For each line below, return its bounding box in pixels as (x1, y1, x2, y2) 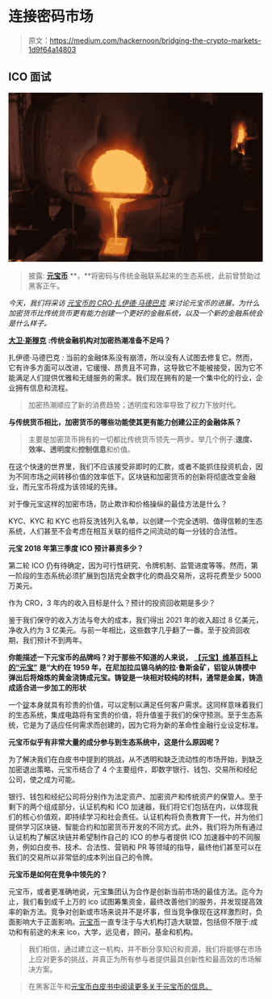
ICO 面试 (8, 70, 52, 84)
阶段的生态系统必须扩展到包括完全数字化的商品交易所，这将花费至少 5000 (15, 571, 262, 581)
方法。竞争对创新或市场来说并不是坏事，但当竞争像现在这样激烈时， (29, 907, 256, 917)
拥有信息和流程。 (15, 383, 73, 392)
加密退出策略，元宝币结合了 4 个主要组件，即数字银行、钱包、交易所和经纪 (8, 765, 257, 774)
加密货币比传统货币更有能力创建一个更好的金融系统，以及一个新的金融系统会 (8, 309, 263, 318)
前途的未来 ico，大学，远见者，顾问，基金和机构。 (29, 927, 198, 937)
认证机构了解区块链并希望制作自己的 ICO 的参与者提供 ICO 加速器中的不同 (8, 833, 254, 842)
